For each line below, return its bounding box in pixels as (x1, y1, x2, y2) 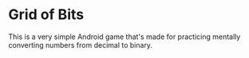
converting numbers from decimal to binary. (8, 40, 153, 49)
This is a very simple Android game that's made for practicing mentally (8, 32, 241, 41)
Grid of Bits (8, 6, 85, 24)
